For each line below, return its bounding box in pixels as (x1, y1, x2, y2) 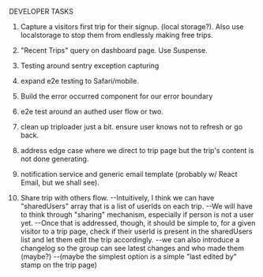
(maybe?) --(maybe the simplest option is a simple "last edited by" (20, 252, 238, 261)
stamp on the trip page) (20, 260, 98, 269)
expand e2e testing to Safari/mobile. (20, 77, 139, 85)
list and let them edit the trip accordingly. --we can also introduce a (20, 235, 240, 244)
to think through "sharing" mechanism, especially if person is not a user (20, 210, 254, 219)
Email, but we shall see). (20, 178, 100, 187)
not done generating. (20, 154, 89, 163)
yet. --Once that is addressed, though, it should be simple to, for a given (20, 219, 256, 227)
